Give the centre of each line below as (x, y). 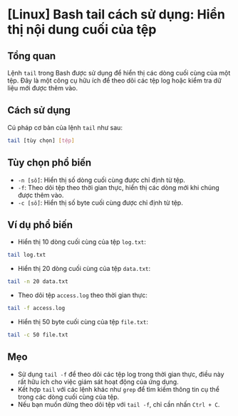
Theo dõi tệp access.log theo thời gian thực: (83, 295)
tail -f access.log (36, 309)
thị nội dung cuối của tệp (82, 30)
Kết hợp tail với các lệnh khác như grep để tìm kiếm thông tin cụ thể (118, 389)
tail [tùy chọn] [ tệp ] (41, 140)
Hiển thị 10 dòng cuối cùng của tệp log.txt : (82, 242)
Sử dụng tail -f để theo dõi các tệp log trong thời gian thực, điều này (121, 374)
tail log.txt (27, 255)
